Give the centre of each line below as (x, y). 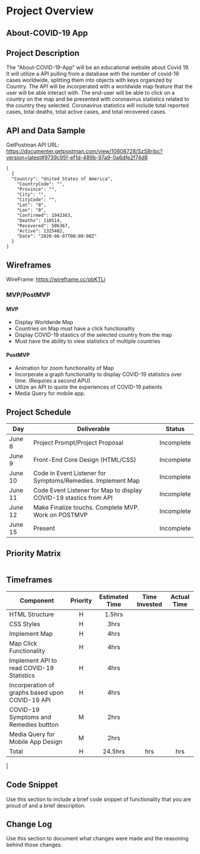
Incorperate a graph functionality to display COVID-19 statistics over (99, 374)
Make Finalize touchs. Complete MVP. (86, 508)
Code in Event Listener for (69, 473)
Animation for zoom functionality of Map (64, 368)
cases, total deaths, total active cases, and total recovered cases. (86, 112)
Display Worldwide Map (44, 322)
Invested (149, 604)
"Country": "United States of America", (62, 179)
